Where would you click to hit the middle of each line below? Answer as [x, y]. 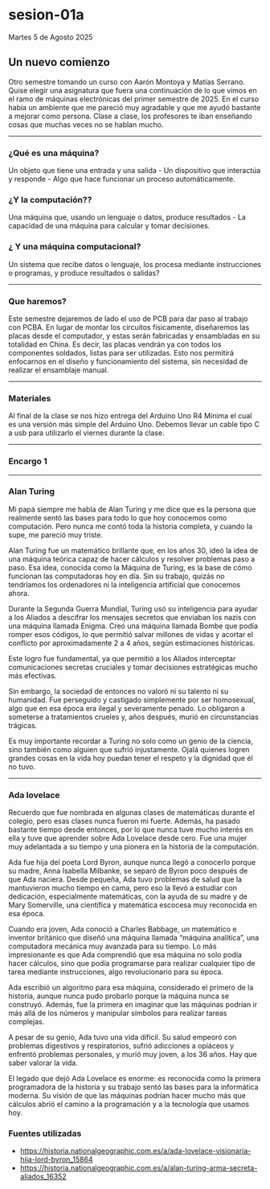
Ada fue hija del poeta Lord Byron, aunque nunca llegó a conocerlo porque [132, 862]
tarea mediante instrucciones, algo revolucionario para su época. [116, 972]
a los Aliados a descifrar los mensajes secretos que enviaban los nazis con [132, 617]
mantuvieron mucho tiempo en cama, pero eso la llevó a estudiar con [123, 888]
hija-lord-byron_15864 [57, 1159]
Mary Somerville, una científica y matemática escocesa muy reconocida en [133, 905]
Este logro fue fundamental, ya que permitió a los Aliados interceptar [122, 658]
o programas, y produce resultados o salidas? [84, 273]
